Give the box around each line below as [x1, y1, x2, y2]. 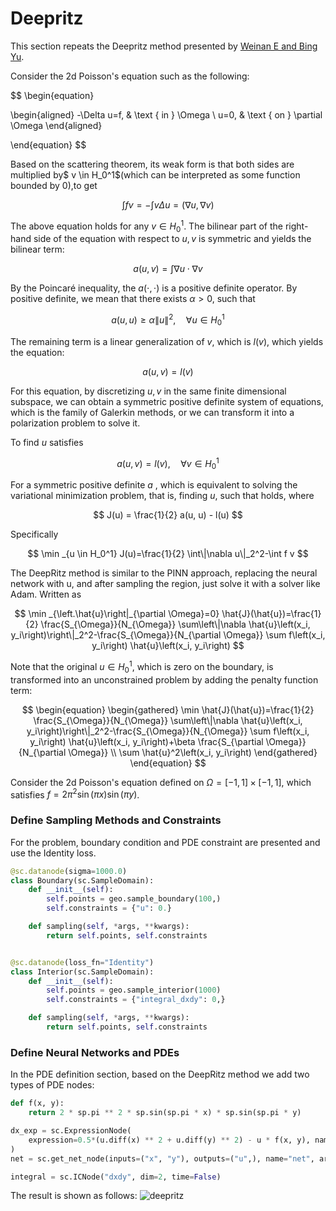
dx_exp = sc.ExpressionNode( [10, 1126, 132, 1136]
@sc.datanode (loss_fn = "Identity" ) [10, 957, 155, 967]
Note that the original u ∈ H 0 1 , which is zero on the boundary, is [10, 659, 274, 675]
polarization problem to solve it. [10, 417, 141, 429]
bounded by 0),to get [10, 179, 98, 191]
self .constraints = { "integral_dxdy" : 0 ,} [46, 995, 226, 1005]
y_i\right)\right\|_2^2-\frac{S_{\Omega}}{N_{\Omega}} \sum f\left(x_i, [26, 725, 310, 737]
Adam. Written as [10, 588, 82, 601]
